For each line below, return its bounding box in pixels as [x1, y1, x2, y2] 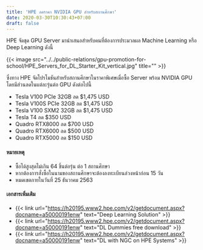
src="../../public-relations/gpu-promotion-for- [32, 56, 146, 63]
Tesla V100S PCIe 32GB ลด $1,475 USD [15, 100, 114, 107]
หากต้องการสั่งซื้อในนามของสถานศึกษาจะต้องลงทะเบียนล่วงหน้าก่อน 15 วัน [15, 169, 163, 176]
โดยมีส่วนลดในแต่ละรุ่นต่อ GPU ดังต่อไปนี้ [6, 81, 92, 88]
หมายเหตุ [6, 148, 25, 156]
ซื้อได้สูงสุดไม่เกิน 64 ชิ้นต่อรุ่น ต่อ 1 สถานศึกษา [15, 162, 110, 170]
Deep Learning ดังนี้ [6, 44, 53, 51]
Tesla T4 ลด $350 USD [15, 114, 72, 121]
